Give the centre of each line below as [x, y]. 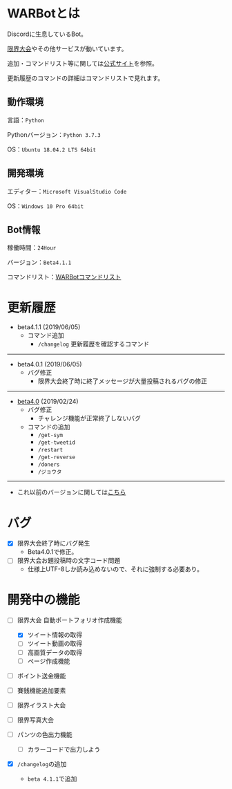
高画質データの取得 [55, 652]
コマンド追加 [46, 335]
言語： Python [26, 120]
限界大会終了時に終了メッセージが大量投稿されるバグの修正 [123, 381]
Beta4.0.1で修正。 [52, 552]
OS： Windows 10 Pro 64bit [46, 206]
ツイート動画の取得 [55, 644]
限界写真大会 [35, 720]
